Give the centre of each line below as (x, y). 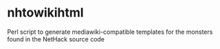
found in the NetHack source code (56, 39)
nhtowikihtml (45, 13)
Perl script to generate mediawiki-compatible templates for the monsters (110, 32)
